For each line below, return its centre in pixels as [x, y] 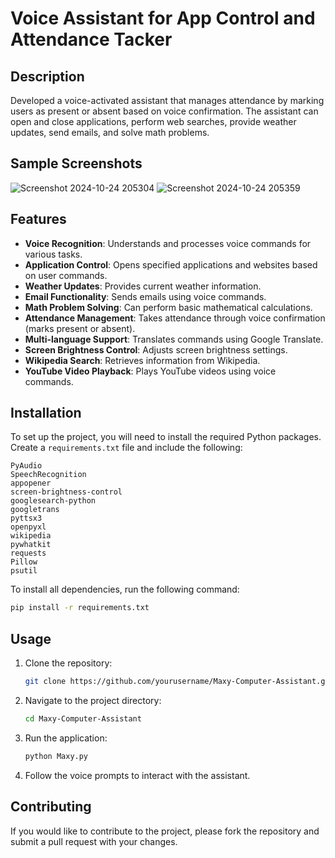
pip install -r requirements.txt [80, 608]
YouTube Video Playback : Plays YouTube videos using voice [150, 371]
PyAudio [26, 466]
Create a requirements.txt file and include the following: [126, 448]
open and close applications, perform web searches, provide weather [153, 121]
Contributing [51, 807]
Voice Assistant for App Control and [163, 18]
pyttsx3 [26, 518]
